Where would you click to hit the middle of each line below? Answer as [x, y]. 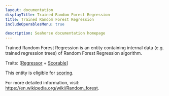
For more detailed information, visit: [42, 83]
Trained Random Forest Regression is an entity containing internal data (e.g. [84, 48]
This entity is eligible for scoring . [39, 73]
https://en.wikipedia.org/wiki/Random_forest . [52, 88]
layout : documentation [29, 10]
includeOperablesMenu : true [35, 24]
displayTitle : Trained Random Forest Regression [58, 15]
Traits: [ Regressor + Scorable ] [37, 63]
